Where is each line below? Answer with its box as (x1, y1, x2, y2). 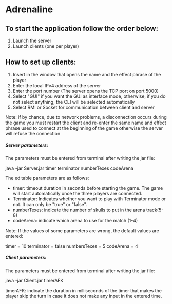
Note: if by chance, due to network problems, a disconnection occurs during (5, 114, 167, 120)
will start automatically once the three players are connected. (12, 190, 143, 196)
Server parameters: (5, 142, 49, 148)
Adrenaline (5, 4, 53, 15)
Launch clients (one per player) (12, 43, 79, 49)
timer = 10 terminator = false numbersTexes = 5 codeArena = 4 (5, 242, 139, 249)
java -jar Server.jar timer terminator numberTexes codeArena (5, 165, 133, 171)
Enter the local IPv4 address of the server (12, 82, 101, 88)
